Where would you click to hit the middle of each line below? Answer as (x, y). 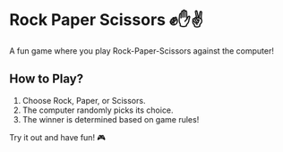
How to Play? (46, 79)
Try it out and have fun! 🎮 (57, 137)
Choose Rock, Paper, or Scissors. (84, 100)
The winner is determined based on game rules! (111, 119)
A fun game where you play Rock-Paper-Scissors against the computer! (142, 51)
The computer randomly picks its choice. (98, 110)
